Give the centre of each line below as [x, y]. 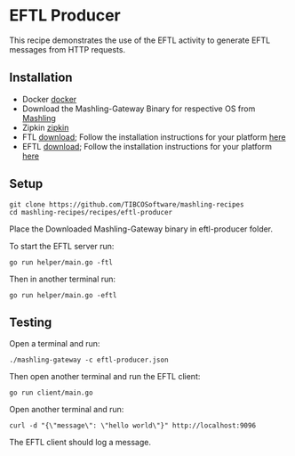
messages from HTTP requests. [68, 49]
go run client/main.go [51, 393]
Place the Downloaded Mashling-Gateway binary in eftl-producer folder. [141, 229]
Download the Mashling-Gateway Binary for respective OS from [139, 109]
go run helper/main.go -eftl [63, 295]
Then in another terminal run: [63, 279]
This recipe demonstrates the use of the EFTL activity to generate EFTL [140, 40]
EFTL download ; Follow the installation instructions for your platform [147, 146]
